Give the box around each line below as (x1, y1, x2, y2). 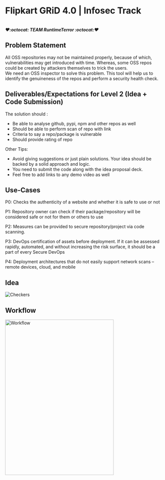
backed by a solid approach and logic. (12, 161, 91, 167)
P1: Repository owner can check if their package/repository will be (5, 209, 141, 215)
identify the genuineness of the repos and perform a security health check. (5, 75, 159, 82)
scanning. (5, 229, 26, 235)
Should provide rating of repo (12, 136, 73, 142)
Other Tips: (5, 146, 28, 152)
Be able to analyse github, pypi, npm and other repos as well (12, 120, 136, 126)
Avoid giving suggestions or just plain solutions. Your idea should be (12, 156, 152, 162)
